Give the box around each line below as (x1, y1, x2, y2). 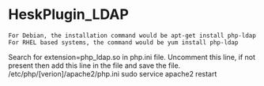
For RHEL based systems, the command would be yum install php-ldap (8, 38, 239, 47)
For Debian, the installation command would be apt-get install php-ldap (8, 32, 257, 39)
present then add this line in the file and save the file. (8, 61, 181, 70)
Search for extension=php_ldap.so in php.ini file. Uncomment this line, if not (8, 52, 255, 62)
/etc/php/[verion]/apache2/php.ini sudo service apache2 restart (8, 69, 217, 78)
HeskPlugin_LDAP (8, 6, 129, 24)
